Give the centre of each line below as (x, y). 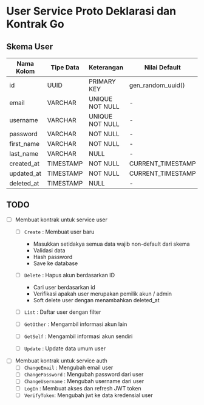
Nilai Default (162, 67)
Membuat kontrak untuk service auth (61, 361)
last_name (24, 154)
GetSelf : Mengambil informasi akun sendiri (78, 336)
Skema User (30, 47)
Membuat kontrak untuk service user (61, 220)
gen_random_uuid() (157, 85)
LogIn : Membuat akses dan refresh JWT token (83, 388)
